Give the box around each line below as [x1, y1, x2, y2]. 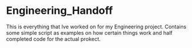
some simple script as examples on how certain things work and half [6, 29, 173, 36]
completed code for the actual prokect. [6, 35, 101, 42]
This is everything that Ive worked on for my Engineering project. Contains [6, 23, 187, 30]
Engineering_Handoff [6, 4, 113, 17]
